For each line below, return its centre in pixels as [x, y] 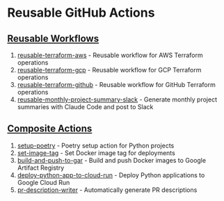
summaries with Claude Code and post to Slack [85, 107]
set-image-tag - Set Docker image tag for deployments [96, 153]
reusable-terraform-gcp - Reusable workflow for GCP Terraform [109, 70]
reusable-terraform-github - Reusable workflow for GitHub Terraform [116, 85]
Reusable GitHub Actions [81, 13]
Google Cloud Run [43, 182]
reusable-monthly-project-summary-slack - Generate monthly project [117, 99]
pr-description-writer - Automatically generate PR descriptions [107, 190]
